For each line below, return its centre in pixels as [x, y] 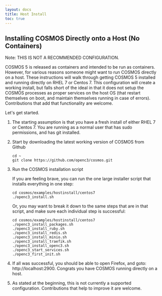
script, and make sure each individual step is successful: [69, 211]
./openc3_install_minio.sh [39, 237]
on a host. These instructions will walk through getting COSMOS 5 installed [80, 77]
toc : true [15, 18]
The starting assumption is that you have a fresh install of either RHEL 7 [84, 122]
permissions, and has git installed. [46, 132]
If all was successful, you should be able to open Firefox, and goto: [79, 263]
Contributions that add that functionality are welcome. [59, 103]
